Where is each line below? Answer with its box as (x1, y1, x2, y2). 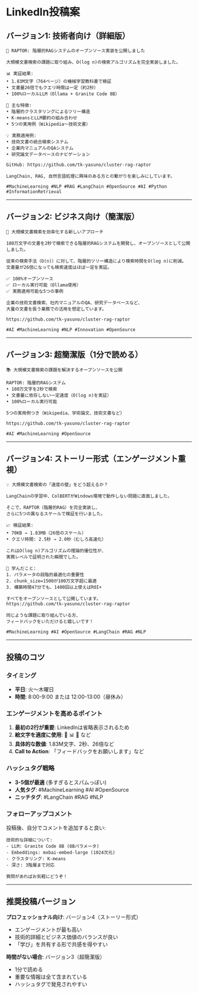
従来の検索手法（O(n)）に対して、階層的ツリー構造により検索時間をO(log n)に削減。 (6, 258, 187, 264)
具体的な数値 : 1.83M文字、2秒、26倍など (14, 740, 114, 747)
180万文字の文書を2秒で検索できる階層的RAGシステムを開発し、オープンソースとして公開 (6, 240, 190, 246)
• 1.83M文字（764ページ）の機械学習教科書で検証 (6, 79, 112, 84)
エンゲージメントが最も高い (14, 926, 82, 933)
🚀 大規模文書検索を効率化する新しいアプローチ (6, 228, 104, 235)
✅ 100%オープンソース (6, 276, 54, 282)
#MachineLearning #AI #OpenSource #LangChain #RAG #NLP (6, 629, 146, 635)
